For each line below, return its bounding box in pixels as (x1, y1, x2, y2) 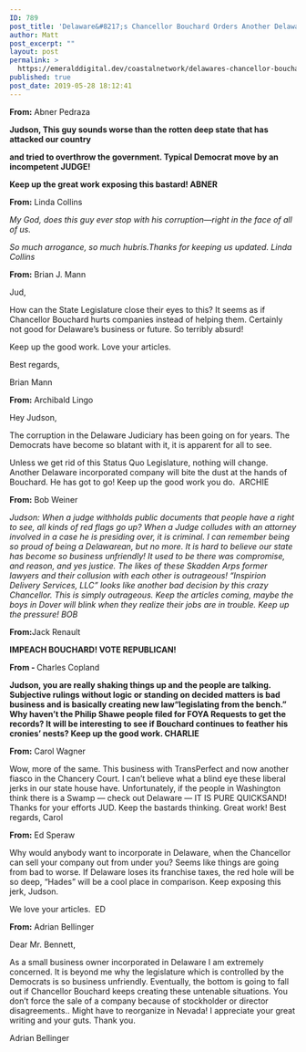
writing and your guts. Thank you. (9, 1015, 137, 1026)
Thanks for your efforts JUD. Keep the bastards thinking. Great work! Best (9, 802, 287, 813)
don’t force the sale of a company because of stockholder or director (9, 995, 269, 1006)
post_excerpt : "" (9, 38, 76, 48)
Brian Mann (9, 376, 53, 388)
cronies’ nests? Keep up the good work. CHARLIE (9, 727, 200, 739)
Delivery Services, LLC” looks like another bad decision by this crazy (9, 579, 269, 590)
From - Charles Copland (9, 661, 100, 672)
